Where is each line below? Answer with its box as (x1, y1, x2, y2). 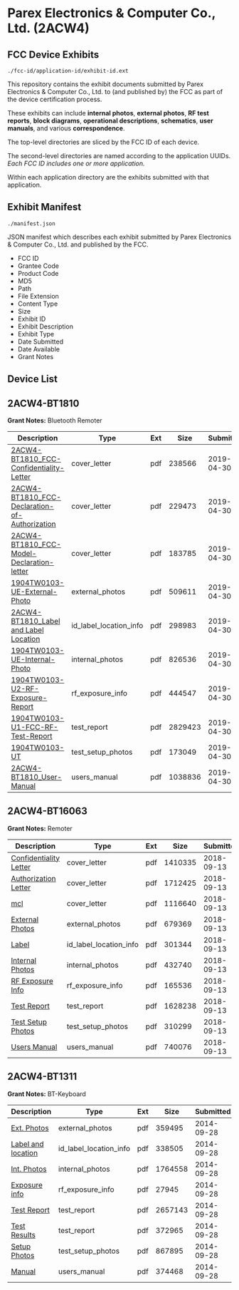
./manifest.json (7, 220, 55, 227)
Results (11, 1229, 36, 1239)
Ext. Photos (11, 1123, 49, 1132)
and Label (11, 625, 44, 635)
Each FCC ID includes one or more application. (7, 159, 145, 167)
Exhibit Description (17, 322, 73, 331)
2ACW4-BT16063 (7, 805, 87, 817)
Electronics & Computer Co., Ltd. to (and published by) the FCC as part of (7, 88, 223, 96)
